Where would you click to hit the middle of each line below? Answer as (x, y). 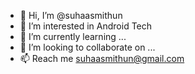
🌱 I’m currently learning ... (73, 36)
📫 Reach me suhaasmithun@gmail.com (102, 58)
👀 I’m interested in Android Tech (86, 26)
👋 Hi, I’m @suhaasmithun (71, 15)
